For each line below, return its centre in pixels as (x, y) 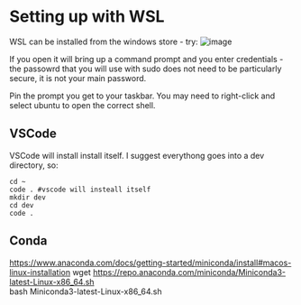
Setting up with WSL (87, 17)
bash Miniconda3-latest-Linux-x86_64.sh (86, 291)
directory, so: (34, 165)
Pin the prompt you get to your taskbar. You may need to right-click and (142, 96)
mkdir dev (28, 197)
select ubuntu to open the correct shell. (82, 105)
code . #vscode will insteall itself (80, 189)
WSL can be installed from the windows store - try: (104, 42)
